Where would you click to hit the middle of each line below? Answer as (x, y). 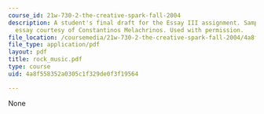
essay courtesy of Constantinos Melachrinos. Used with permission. (130, 30)
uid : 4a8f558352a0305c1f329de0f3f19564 (73, 74)
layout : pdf (27, 52)
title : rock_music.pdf (45, 60)
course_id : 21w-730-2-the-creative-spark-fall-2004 (94, 15)
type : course (29, 67)
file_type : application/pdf (54, 45)
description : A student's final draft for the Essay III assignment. (125, 23)
